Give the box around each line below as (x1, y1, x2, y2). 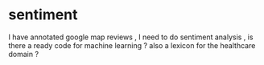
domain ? (8, 49, 39, 59)
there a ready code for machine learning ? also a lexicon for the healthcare (8, 40, 256, 50)
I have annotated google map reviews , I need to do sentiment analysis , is (8, 32, 254, 42)
